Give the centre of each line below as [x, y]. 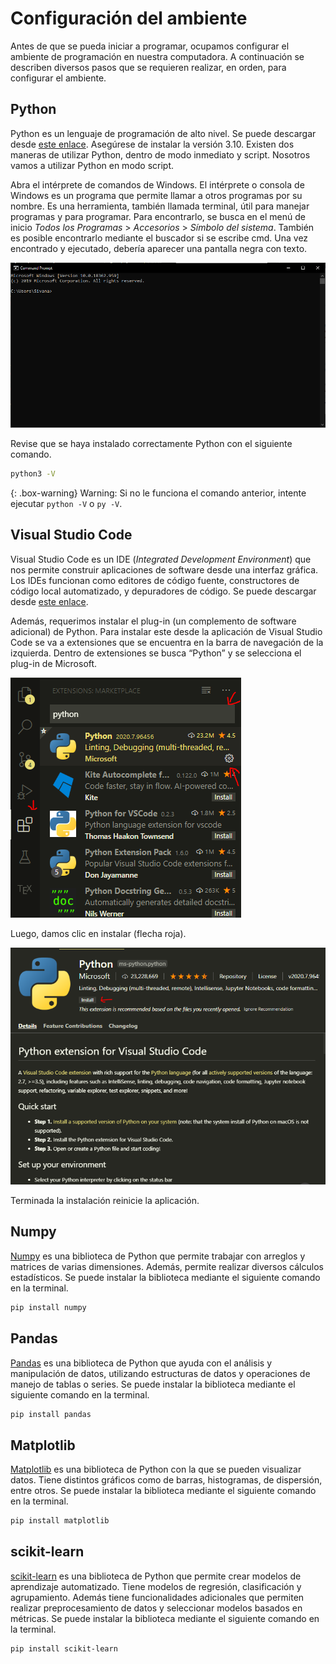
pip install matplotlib [60, 1521]
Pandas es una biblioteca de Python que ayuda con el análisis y [141, 1363]
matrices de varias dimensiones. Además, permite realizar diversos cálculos [167, 1266]
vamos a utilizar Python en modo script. [92, 165]
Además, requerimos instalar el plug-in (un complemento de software [153, 621]
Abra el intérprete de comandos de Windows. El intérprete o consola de [157, 184]
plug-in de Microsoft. [54, 663]
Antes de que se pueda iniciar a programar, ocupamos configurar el [150, 46]
